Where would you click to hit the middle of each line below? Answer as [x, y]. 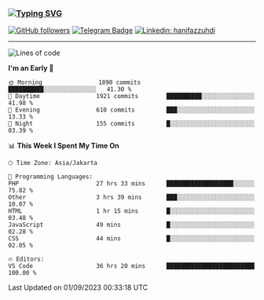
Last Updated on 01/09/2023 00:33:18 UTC [78, 287]
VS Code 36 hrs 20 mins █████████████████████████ [132, 266]
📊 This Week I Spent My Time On [64, 146]
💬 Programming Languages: [50, 177]
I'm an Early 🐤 [31, 68]
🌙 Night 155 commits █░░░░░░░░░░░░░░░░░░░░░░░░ [132, 124]
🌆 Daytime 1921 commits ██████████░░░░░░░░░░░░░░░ [132, 97]
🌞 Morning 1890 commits [75, 82]
